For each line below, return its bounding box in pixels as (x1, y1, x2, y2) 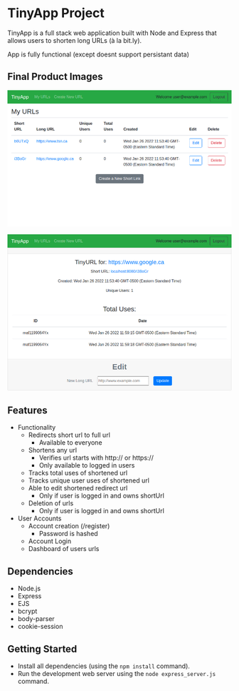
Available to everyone (38, 438, 102, 447)
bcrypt (17, 607, 38, 615)
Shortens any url (28, 446, 77, 455)
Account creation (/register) (28, 522, 110, 530)
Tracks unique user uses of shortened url (28, 476, 149, 485)
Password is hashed (38, 530, 98, 538)
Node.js (17, 584, 41, 593)
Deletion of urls (28, 499, 74, 508)
